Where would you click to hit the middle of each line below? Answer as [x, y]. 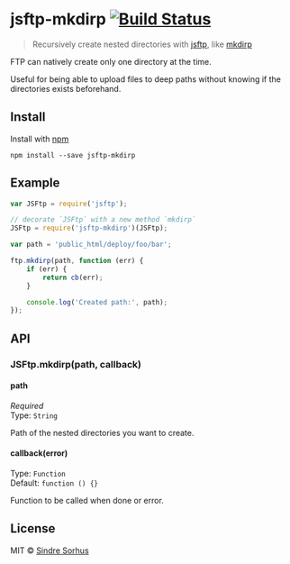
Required [27, 405]
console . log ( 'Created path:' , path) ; [97, 302]
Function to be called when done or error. [87, 501]
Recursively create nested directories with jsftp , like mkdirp [142, 44]
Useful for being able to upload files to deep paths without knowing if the [146, 79]
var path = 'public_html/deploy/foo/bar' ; [91, 245]
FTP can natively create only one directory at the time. [111, 61]
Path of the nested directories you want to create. [102, 432]
